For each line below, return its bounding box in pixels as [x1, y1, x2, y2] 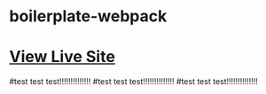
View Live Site [9, 47, 115, 67]
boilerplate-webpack [9, 6, 168, 27]
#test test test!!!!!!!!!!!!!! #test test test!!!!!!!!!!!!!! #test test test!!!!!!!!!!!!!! [9, 76, 259, 87]
